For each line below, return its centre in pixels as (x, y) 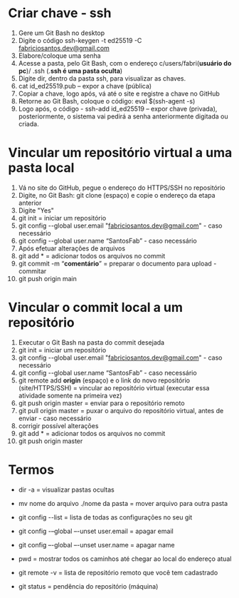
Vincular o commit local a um (96, 308)
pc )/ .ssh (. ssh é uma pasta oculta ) (70, 71)
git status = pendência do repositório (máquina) (88, 586)
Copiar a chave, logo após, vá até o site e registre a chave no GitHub (119, 93)
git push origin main (47, 278)
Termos (31, 470)
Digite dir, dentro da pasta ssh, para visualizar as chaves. (102, 78)
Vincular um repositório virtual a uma (120, 153)
